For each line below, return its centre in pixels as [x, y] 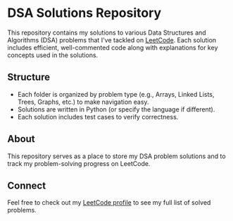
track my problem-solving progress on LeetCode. [79, 163]
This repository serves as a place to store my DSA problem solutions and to [117, 156]
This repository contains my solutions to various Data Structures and [107, 32]
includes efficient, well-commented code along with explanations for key [113, 47]
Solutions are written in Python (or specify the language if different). [116, 109]
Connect [27, 185]
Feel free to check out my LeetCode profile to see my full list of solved [109, 203]
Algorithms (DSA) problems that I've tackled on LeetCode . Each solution [112, 40]
